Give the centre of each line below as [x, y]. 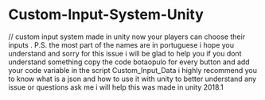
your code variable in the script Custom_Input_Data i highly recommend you [132, 70]
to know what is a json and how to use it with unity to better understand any [132, 79]
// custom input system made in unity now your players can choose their [127, 37]
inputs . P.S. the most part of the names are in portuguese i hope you [121, 44]
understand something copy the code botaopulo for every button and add [129, 62]
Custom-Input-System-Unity [106, 15]
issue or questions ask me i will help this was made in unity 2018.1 [116, 87]
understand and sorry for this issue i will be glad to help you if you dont [125, 53]
